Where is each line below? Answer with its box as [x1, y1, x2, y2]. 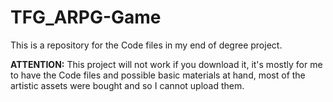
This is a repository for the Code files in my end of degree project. [10, 39, 283, 51]
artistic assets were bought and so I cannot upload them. [10, 79, 245, 91]
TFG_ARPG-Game [10, 6, 162, 29]
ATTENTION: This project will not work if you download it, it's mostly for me [10, 58, 323, 70]
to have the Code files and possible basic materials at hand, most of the [10, 69, 306, 81]
